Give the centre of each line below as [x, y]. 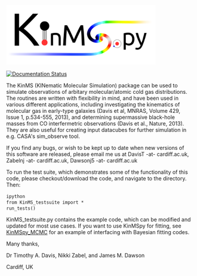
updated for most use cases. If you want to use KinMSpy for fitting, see [94, 226]
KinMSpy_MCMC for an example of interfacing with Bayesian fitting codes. [98, 232]
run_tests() [21, 208]
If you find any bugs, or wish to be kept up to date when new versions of [95, 148]
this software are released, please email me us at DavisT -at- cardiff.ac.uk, [98, 154]
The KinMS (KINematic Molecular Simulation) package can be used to [92, 85]
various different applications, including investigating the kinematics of [93, 104]
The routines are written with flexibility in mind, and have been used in [93, 98]
